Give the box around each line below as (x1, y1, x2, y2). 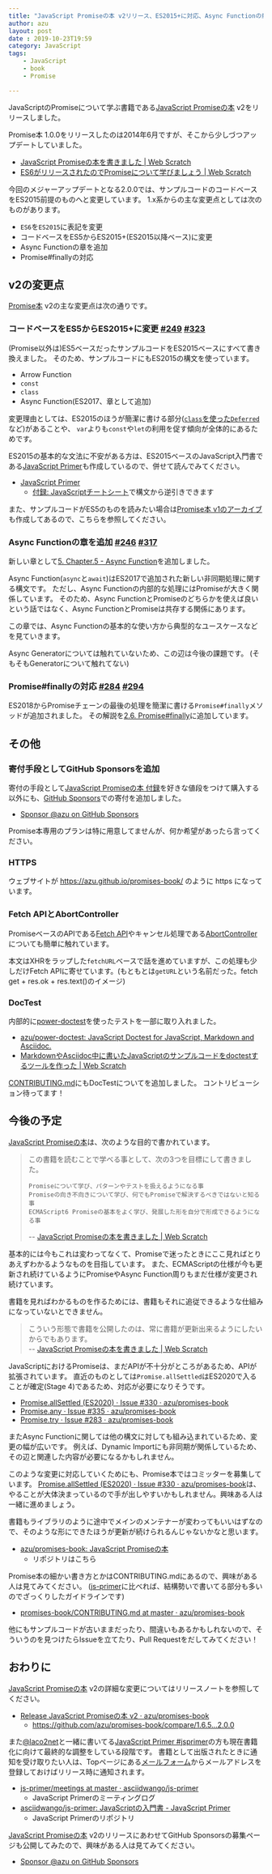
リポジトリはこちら (32, 1553, 97, 1563)
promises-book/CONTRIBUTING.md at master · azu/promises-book (19, 1608, 245, 1617)
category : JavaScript (8, 42, 82, 50)
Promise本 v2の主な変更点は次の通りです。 (8, 301, 152, 311)
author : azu (8, 19, 49, 28)
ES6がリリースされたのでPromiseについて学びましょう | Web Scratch (19, 167, 252, 176)
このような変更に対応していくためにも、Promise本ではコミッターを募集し (8, 1468, 255, 1478)
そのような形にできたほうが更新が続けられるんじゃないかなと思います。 (22, 1527, 263, 1536)
